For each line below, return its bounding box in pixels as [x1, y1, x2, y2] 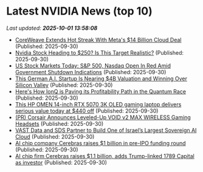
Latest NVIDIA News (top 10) [6, 4, 153, 18]
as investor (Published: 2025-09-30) [15, 159, 108, 166]
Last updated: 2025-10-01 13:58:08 [6, 24, 98, 32]
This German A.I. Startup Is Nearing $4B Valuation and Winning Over [15, 75, 187, 82]
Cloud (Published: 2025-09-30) [15, 132, 95, 140]
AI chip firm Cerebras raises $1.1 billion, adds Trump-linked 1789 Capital [15, 152, 194, 159]
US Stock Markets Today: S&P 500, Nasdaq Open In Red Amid [15, 62, 171, 69]
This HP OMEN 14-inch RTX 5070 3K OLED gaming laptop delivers [15, 100, 182, 108]
